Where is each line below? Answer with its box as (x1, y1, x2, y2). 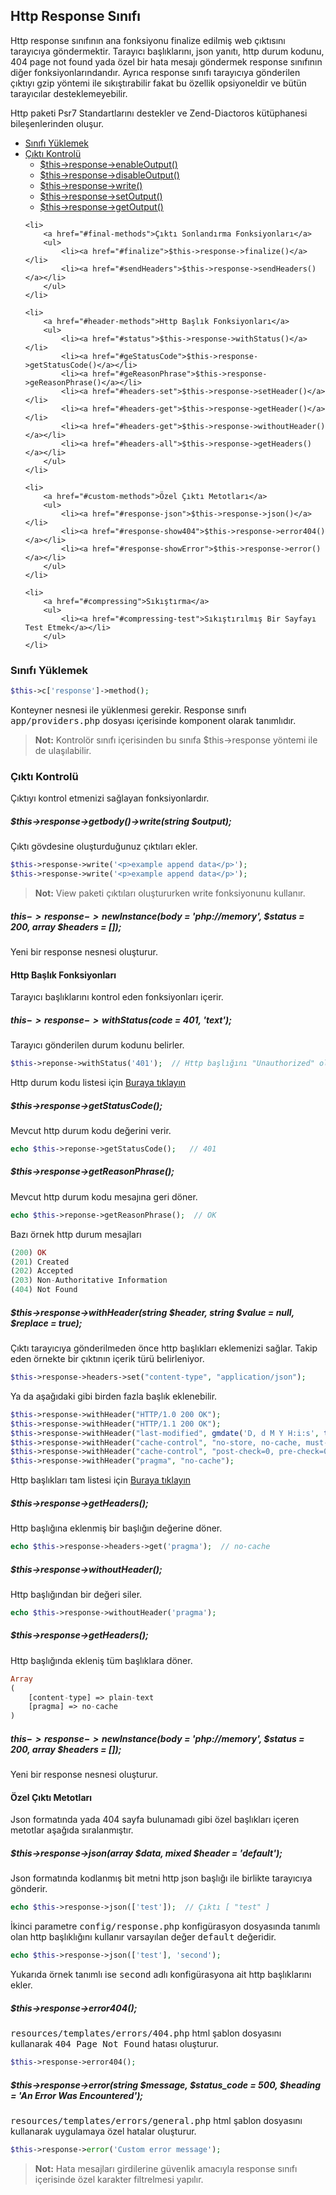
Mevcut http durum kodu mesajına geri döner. (10, 1190, 198, 1203)
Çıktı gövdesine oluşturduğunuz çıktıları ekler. (10, 840, 198, 853)
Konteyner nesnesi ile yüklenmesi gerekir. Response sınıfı (10, 704, 247, 716)
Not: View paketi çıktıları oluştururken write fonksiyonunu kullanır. (34, 887, 306, 899)
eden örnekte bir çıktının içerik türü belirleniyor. (10, 1353, 205, 1365)
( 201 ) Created (10, 1257, 70, 1267)
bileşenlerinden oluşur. (10, 117, 105, 129)
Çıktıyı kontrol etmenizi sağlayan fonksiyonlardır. (10, 792, 210, 804)
